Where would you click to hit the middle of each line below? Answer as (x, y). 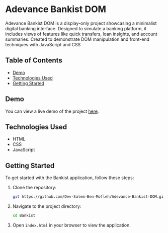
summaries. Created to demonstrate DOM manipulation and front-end (77, 39)
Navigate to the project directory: (47, 206)
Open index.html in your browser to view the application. (71, 225)
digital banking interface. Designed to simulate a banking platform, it (76, 28)
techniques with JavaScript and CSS (43, 44)
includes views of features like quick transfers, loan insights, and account (81, 34)
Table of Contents (34, 61)
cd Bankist (24, 216)
